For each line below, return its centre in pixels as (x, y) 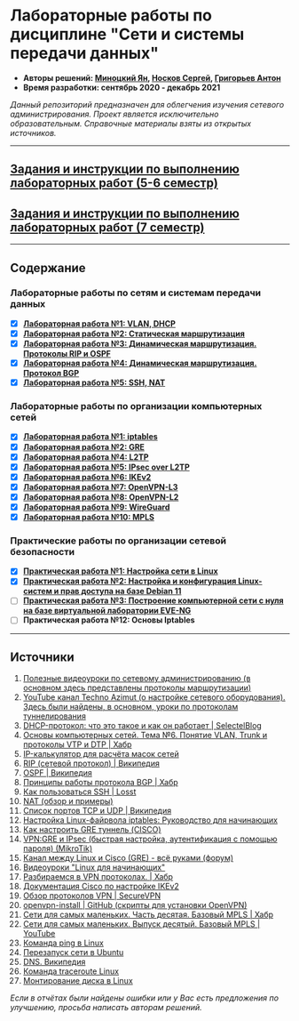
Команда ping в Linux (63, 943)
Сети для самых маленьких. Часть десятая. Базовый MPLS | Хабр (148, 915)
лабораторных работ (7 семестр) (107, 227)
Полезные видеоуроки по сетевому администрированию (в (137, 679)
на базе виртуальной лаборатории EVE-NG (107, 611)
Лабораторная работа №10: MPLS (88, 517)
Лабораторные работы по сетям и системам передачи (136, 293)
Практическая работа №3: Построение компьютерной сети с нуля (153, 600)
